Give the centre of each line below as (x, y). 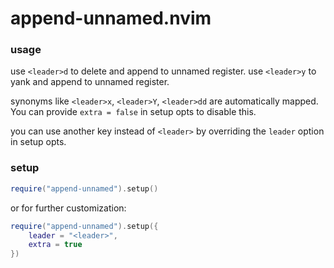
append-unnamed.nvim (111, 18)
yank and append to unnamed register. (90, 82)
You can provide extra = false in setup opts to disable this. (133, 112)
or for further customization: (68, 208)
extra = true (55, 245)
